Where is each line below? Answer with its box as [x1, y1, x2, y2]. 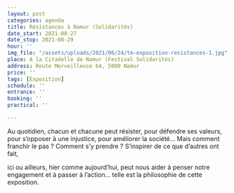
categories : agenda [7, 17, 65, 24]
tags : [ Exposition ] [7, 75, 65, 83]
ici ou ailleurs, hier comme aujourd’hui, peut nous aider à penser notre [7, 163, 210, 171]
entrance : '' [7, 88, 46, 95]
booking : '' [7, 95, 42, 102]
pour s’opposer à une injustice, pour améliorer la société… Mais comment [7, 134, 220, 142]
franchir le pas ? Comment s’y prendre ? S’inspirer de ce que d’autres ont [7, 142, 219, 150]
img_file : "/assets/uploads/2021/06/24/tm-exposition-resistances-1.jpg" [7, 50, 228, 57]
